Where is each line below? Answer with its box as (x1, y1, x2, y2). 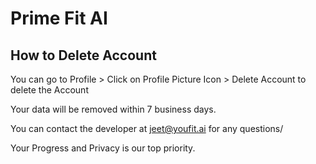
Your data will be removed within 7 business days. (10, 103, 217, 115)
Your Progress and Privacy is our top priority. (10, 142, 196, 154)
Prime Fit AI (10, 7, 108, 30)
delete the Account (10, 84, 89, 96)
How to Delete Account (10, 47, 157, 64)
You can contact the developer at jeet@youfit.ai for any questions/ (10, 123, 284, 134)
